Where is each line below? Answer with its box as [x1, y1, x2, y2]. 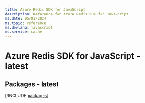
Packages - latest [5, 80, 59, 88]
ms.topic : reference [5, 20, 47, 26]
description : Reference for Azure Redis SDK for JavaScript [5, 12, 129, 16]
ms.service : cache [5, 29, 42, 34]
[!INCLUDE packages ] [5, 93, 49, 98]
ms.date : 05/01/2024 [5, 16, 47, 21]
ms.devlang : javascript [5, 25, 53, 30]
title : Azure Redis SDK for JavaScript [5, 7, 86, 12]
